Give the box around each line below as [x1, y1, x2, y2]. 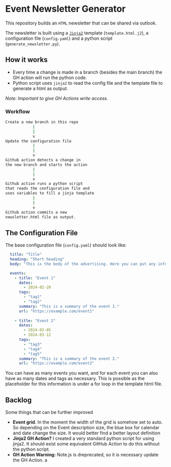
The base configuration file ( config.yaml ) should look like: [5, 242, 127, 248]
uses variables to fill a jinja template [5, 191, 95, 196]
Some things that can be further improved [5, 409, 93, 415]
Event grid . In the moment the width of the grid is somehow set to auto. [12, 419, 163, 425]
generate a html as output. [12, 85, 68, 91]
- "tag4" [23, 347, 42, 352]
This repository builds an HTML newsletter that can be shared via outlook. [5, 20, 157, 26]
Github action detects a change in [5, 158, 81, 163]
